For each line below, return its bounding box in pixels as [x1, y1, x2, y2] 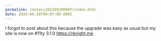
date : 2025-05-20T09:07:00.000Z [5, 12, 72, 17]
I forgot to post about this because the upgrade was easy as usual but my [5, 25, 156, 31]
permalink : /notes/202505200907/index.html [5, 7, 97, 12]
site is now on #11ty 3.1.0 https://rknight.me [5, 30, 93, 36]
